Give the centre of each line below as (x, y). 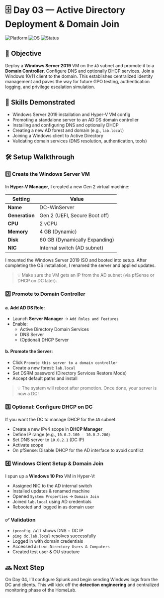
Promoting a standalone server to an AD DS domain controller (76, 120)
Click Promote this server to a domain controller (65, 362)
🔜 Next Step (25, 567)
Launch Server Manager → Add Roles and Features (65, 319)
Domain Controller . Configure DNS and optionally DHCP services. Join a (80, 71)
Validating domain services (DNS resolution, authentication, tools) (80, 141)
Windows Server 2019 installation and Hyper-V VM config (71, 114)
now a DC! (28, 393)
